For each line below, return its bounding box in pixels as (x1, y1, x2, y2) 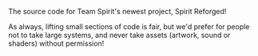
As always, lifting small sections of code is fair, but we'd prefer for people (8, 22, 250, 31)
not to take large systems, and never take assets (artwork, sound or (8, 31, 231, 39)
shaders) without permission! (8, 39, 105, 48)
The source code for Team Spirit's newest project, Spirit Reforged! (8, 7, 227, 16)
